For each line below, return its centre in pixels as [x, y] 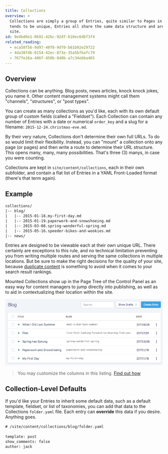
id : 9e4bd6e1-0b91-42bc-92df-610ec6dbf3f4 [50, 37]
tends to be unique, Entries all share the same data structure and [82, 26]
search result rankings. [29, 272]
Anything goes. [21, 417]
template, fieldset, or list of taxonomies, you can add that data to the [75, 406]
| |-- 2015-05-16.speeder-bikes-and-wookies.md [58, 231]
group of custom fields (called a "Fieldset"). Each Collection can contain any [84, 116]
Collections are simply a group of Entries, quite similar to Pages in [86, 21]
